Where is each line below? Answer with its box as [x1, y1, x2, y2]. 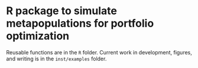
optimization [6, 30, 70, 43]
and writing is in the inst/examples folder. [6, 55, 107, 62]
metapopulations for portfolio [6, 17, 154, 30]
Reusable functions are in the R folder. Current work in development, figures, [6, 48, 192, 56]
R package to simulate [6, 4, 117, 18]
